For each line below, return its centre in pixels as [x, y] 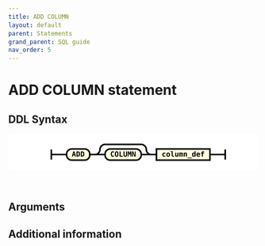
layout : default [35, 25]
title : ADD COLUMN [38, 17]
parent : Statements [40, 33]
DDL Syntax [38, 119]
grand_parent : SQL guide [49, 42]
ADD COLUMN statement [92, 90]
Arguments [37, 207]
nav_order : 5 [30, 50]
